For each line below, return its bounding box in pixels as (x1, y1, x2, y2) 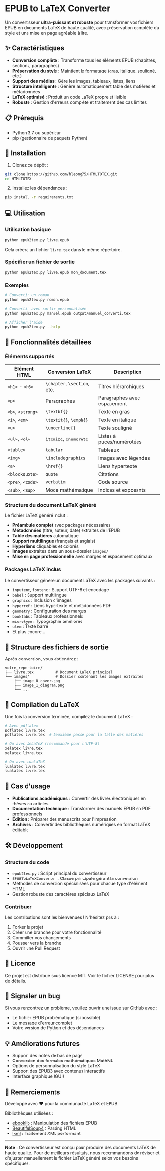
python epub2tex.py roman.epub (5, 297, 69, 302)
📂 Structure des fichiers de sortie (5, 643, 109, 651)
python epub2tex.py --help (5, 324, 60, 329)
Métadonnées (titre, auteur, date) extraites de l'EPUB (12, 527, 120, 533)
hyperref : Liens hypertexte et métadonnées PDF (12, 602, 111, 608)
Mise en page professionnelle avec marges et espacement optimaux (12, 553, 153, 560)
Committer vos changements (12, 934, 71, 940)
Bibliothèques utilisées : (5, 1110, 53, 1116)
